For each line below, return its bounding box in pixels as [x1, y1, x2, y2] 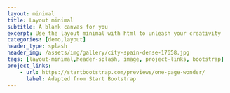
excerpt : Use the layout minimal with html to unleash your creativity [7, 29, 221, 37]
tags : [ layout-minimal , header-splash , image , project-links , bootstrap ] [7, 56, 224, 63]
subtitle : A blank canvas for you [7, 23, 109, 30]
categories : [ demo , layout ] [7, 36, 86, 43]
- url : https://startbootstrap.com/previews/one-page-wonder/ [20, 69, 205, 76]
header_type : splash [7, 43, 68, 50]
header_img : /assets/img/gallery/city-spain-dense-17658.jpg [7, 50, 190, 57]
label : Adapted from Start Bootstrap [25, 75, 137, 83]
